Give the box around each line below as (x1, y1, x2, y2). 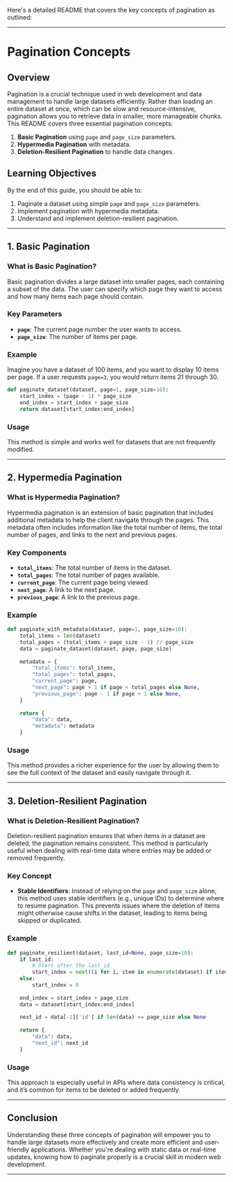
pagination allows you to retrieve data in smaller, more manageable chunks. (7, 112, 223, 120)
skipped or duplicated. (17, 916, 82, 925)
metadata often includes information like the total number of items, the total (7, 523, 223, 531)
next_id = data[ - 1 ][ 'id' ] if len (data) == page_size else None (19, 1014, 207, 1021)
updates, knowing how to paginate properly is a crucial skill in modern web (7, 1152, 221, 1161)
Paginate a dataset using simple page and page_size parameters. (17, 199, 201, 207)
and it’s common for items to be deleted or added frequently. (7, 1085, 181, 1094)
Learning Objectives (7, 168, 97, 180)
